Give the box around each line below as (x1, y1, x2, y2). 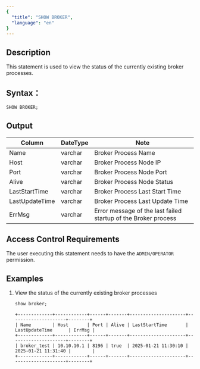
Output (6, 121, 33, 131)
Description (6, 47, 51, 57)
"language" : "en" (11, 20, 55, 26)
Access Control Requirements (6, 234, 120, 244)
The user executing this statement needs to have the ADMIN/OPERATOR (6, 250, 174, 257)
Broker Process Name (94, 148, 156, 157)
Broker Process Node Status (94, 177, 174, 186)
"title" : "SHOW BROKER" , (11, 14, 73, 20)
